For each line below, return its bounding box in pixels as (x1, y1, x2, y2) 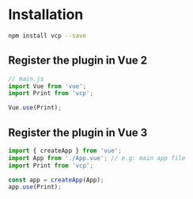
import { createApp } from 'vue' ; (8, 147, 123, 155)
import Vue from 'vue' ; (8, 82, 87, 90)
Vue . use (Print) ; (8, 104, 62, 112)
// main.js (8, 75, 44, 82)
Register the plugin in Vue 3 (8, 125, 148, 140)
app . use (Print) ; (8, 183, 62, 191)
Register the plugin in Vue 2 (8, 54, 148, 67)
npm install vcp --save (8, 32, 87, 40)
